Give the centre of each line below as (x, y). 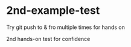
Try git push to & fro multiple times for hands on (66, 27)
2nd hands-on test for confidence (48, 39)
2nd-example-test (53, 11)
